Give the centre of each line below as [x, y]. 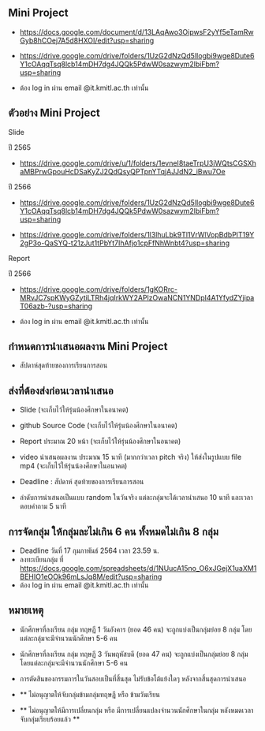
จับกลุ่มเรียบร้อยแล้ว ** [50, 719]
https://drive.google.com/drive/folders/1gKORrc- [99, 289]
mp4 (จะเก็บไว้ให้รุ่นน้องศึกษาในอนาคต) [73, 466]
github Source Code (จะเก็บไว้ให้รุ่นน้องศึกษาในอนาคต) [99, 426]
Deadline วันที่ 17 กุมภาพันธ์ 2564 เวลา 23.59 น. [89, 550]
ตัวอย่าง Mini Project [54, 113]
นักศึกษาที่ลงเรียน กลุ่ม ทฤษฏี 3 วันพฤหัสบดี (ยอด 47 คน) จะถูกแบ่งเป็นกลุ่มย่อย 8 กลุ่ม [134, 654]
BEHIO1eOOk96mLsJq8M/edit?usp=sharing [91, 577]
